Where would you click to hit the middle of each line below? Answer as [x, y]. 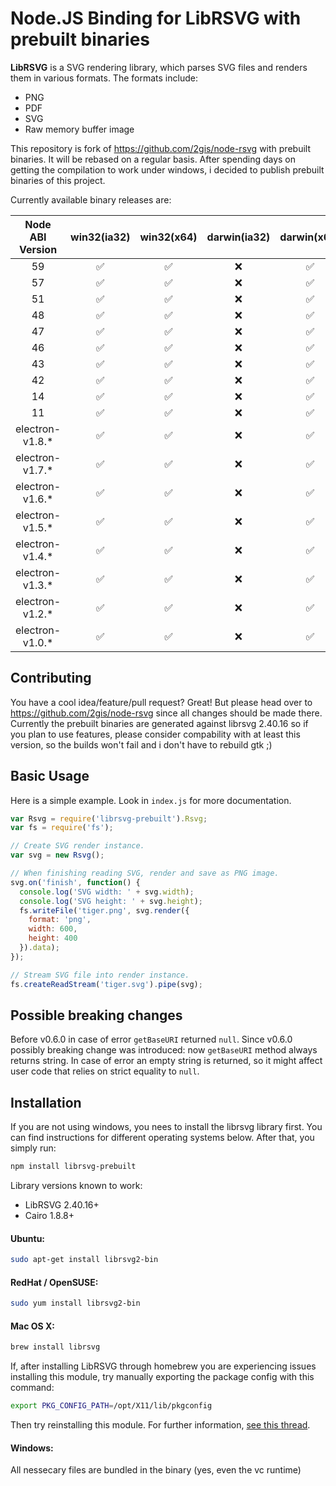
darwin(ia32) [238, 237]
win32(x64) [168, 237]
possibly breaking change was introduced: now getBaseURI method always [164, 1050]
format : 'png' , [60, 920]
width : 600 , [53, 929]
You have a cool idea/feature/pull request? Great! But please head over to [161, 702]
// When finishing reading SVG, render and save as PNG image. [145, 873]
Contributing [51, 678]
